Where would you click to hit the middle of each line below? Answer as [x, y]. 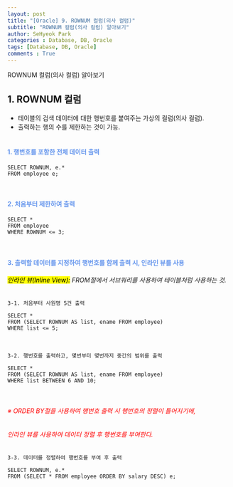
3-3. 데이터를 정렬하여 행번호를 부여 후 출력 [65, 457]
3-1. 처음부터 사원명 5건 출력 [46, 303]
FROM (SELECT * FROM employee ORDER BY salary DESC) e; [92, 476]
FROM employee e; [33, 174]
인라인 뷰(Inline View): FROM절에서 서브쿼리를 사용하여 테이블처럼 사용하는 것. [117, 280]
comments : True [31, 54]
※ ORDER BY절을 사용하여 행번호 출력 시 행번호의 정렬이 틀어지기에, [102, 411]
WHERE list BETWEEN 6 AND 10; [52, 381]
